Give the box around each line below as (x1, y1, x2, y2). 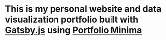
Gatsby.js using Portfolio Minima (5, 25, 142, 36)
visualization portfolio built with (5, 14, 139, 25)
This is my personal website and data (5, 3, 162, 15)
